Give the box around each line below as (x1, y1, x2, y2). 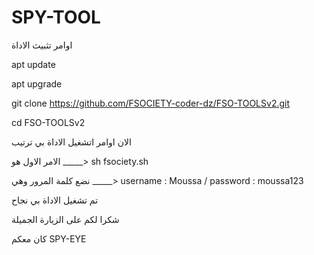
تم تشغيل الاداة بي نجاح (11, 194, 99, 206)
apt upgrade (11, 77, 63, 90)
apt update (11, 58, 56, 70)
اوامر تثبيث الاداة (11, 39, 73, 51)
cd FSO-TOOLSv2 (11, 116, 86, 128)
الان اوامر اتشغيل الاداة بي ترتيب (11, 136, 132, 148)
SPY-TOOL (11, 6, 101, 29)
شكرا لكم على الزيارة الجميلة (11, 213, 120, 225)
